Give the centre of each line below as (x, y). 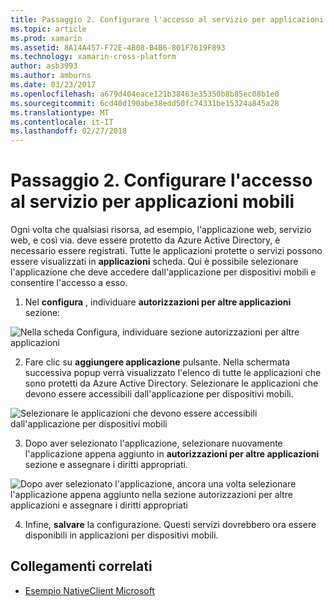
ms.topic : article (48, 29)
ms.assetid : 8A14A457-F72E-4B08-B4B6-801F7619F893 (118, 47)
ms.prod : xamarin (46, 38)
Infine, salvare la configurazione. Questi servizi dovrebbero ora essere (170, 525)
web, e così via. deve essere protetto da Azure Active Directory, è (145, 240)
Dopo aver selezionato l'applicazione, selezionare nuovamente (153, 443)
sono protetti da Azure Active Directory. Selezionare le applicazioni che (171, 383)
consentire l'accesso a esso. (69, 283)
